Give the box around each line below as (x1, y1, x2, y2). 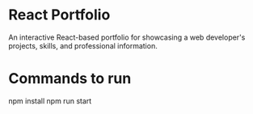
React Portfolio (8, 6, 111, 24)
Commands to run (8, 70, 132, 88)
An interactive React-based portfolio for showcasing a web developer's (8, 32, 246, 42)
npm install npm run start (8, 95, 92, 106)
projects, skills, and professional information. (8, 40, 158, 50)
